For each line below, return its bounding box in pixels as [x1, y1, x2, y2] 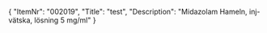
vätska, [8, 15, 33, 25]
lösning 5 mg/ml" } [34, 15, 96, 25]
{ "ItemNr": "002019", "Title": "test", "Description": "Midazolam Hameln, [8, 7, 248, 16]
